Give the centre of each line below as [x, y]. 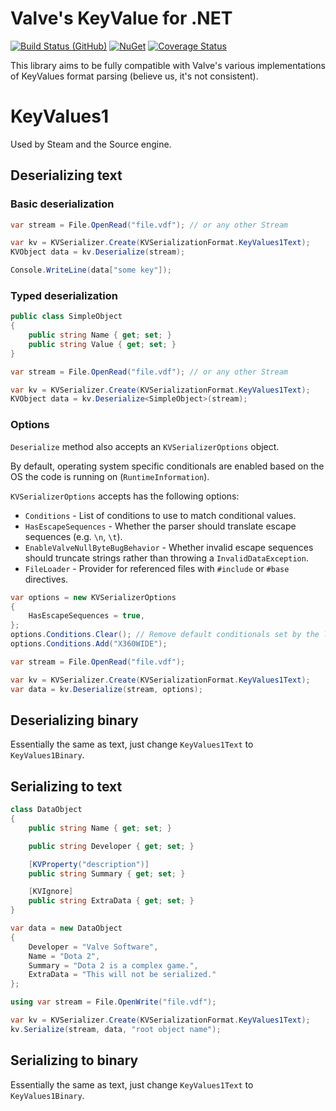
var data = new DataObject [66, 928]
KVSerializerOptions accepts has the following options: [125, 496]
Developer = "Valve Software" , [93, 947]
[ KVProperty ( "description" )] [89, 864]
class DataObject [46, 810]
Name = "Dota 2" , [64, 956]
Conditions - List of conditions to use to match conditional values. [160, 515]
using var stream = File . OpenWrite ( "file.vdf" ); [113, 1002]
